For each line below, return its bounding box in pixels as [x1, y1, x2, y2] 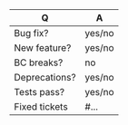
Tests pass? [14, 86, 65, 98]
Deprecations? [14, 72, 76, 83]
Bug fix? [14, 27, 49, 39]
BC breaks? [14, 56, 64, 69]
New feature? [14, 42, 72, 53]
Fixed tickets [14, 101, 68, 112]
